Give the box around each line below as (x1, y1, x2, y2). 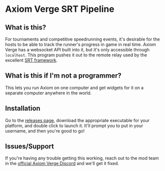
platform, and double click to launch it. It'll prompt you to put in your (5, 123, 143, 128)
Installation (5, 104, 41, 113)
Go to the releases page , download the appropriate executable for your (5, 117, 150, 123)
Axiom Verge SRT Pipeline (5, 3, 115, 15)
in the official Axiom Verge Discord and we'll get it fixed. (5, 161, 120, 167)
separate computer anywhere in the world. (5, 90, 92, 96)
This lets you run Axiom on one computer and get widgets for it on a (5, 85, 144, 90)
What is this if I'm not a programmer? (5, 72, 122, 80)
